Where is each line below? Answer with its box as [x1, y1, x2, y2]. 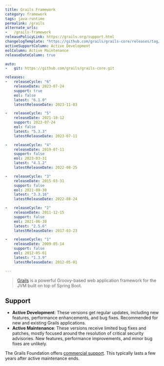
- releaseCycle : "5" [5, 111, 51, 116]
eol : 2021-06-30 [14, 219, 47, 224]
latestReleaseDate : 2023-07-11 [14, 133, 78, 138]
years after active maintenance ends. [5, 355, 80, 362]
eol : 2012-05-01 [14, 251, 47, 256]
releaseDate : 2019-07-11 [14, 147, 64, 152]
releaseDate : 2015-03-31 [14, 178, 64, 183]
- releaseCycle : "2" [5, 206, 51, 211]
